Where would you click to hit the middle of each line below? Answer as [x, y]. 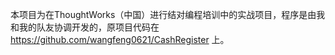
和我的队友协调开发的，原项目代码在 [85, 27]
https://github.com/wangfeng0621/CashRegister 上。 [120, 39]
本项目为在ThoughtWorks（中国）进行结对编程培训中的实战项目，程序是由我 [168, 14]
